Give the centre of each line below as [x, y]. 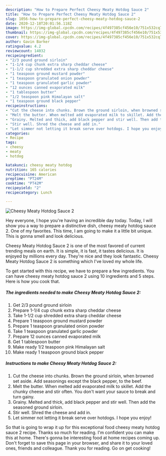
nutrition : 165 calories [31, 170]
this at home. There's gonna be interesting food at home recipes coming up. [83, 438]
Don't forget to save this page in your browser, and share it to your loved [79, 443]
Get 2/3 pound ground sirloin [42, 305]
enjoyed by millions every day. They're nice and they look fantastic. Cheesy [82, 256]
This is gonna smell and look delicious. [45, 236]
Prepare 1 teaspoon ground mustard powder [57, 321]
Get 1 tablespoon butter [36, 342]
